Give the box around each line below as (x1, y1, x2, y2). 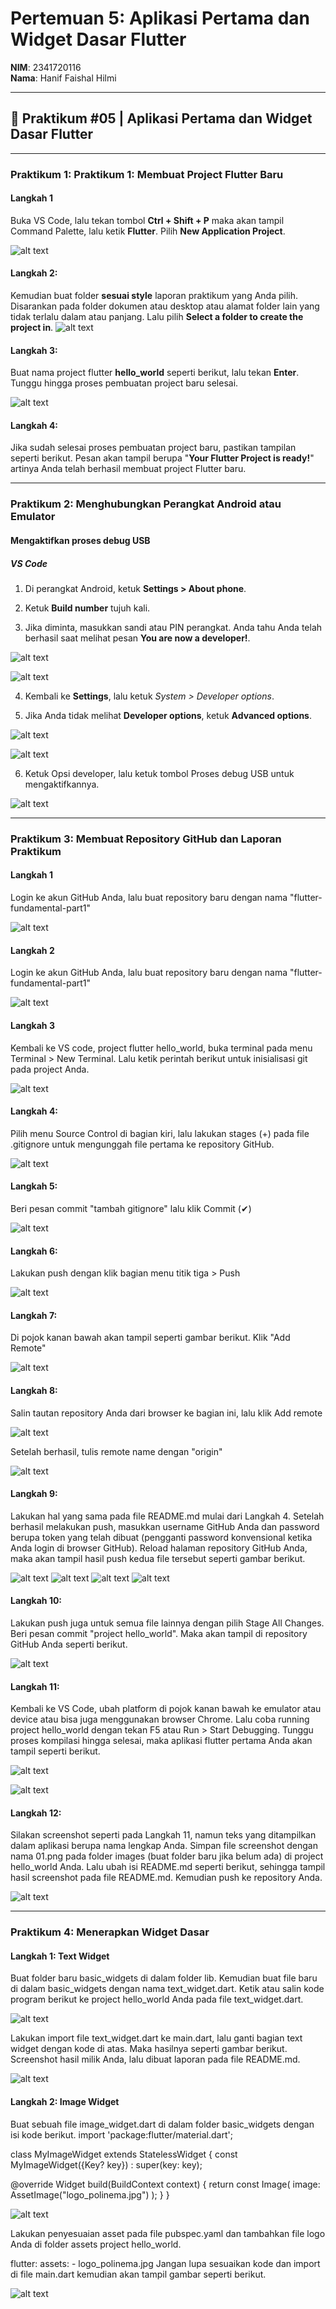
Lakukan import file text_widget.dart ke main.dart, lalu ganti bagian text (10, 2032, 303, 2044)
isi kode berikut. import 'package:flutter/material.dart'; (10, 2128, 233, 2141)
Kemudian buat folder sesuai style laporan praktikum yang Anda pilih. (10, 290, 299, 302)
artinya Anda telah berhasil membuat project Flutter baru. (10, 463, 247, 475)
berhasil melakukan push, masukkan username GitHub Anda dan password (10, 1520, 320, 1532)
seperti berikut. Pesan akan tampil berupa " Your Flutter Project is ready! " (10, 452, 315, 464)
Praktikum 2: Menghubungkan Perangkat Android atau (10, 497, 282, 511)
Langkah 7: (10, 1309, 58, 1321)
